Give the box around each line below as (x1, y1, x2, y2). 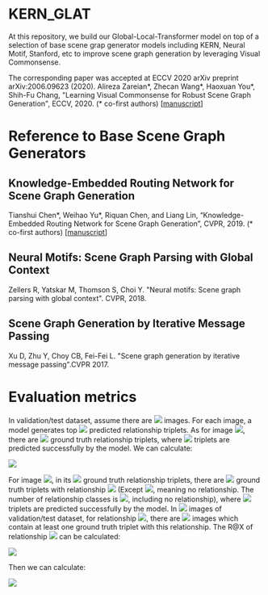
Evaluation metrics (8, 388, 137, 406)
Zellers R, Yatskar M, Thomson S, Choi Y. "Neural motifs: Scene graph (8, 284, 241, 295)
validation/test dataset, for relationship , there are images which (8, 513, 239, 523)
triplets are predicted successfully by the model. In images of (8, 504, 222, 513)
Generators (8, 145, 86, 162)
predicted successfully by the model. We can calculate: (8, 443, 193, 453)
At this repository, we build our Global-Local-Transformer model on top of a (8, 31, 260, 41)
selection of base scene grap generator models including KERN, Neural (8, 40, 245, 49)
